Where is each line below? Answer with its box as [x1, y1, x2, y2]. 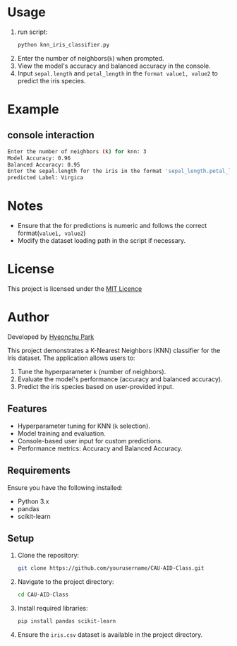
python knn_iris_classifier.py [17, 41, 110, 48]
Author [7, 309, 49, 325]
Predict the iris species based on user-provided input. [17, 383, 174, 390]
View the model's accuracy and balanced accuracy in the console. [17, 61, 212, 70]
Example [7, 102, 59, 117]
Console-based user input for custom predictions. [17, 436, 164, 445]
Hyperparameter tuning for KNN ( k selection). [17, 421, 150, 430]
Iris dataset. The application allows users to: [7, 354, 135, 362]
